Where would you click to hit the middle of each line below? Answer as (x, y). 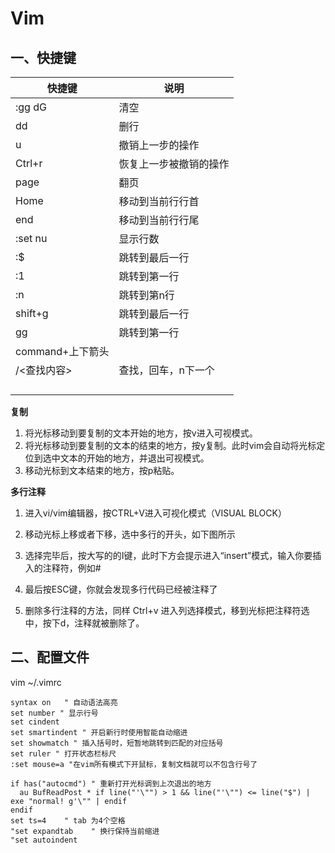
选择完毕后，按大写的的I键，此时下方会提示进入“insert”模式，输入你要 (168, 555)
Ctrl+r (29, 163)
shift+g (32, 313)
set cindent (35, 722)
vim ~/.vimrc (36, 682)
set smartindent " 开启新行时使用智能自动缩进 (99, 732)
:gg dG (31, 107)
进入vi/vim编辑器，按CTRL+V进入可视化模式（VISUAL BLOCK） (155, 513)
